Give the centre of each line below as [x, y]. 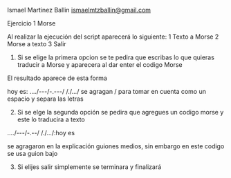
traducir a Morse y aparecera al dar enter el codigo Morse [100, 65]
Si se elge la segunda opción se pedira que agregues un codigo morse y [120, 112]
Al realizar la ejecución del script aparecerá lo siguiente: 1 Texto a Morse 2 [113, 37]
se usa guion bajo [33, 154]
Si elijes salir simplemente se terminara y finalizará [89, 167]
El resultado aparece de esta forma [57, 78]
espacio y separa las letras [46, 99]
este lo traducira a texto [51, 119]
